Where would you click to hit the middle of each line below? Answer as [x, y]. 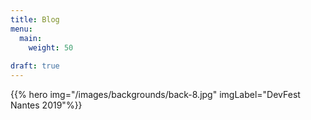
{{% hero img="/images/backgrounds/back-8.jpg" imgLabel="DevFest [155, 94]
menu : [21, 29]
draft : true [35, 66]
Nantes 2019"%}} [46, 105]
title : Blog [35, 19]
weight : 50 [51, 47]
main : [31, 38]
